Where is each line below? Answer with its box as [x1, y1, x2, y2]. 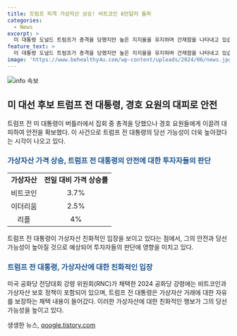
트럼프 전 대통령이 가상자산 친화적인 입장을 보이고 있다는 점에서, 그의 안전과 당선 [7, 234, 228, 242]
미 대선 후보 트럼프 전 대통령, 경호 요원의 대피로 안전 [7, 99, 218, 111]
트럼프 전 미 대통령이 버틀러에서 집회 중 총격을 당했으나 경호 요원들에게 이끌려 [7, 119, 220, 127]
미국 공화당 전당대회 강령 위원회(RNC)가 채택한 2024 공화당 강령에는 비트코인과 [7, 280, 227, 288]
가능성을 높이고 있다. [7, 306, 64, 314]
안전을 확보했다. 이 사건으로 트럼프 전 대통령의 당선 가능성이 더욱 [25, 127, 203, 136]
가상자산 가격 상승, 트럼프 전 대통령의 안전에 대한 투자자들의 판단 [7, 156, 212, 166]
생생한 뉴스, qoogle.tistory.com [7, 321, 96, 330]
